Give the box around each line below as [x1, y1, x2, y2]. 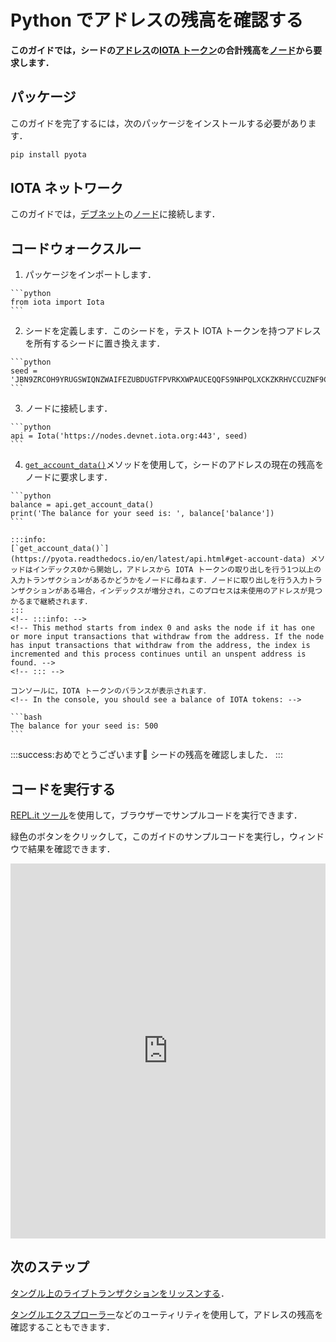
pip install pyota [10, 149, 87, 160]
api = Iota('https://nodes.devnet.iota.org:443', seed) [10, 431, 248, 441]
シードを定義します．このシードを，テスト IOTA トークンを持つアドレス [24, 325, 322, 337]
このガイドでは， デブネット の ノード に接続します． [10, 208, 221, 220]
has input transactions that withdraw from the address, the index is [10, 641, 311, 651]
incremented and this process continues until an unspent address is [10, 649, 307, 660]
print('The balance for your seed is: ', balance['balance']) [10, 509, 275, 519]
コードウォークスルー [10, 240, 142, 257]
